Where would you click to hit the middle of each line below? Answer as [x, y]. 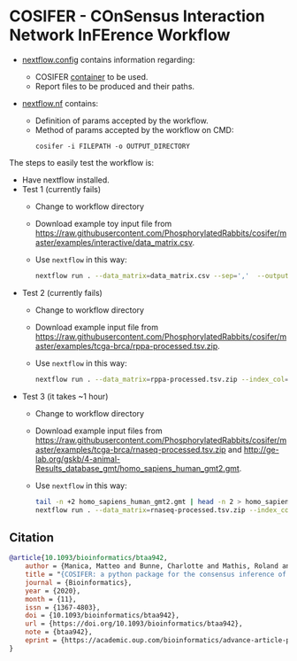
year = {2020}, [53, 591]
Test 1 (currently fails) [61, 189]
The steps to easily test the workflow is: [82, 162]
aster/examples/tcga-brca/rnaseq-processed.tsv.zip [131, 449]
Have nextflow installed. [66, 180]
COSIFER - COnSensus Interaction [137, 16]
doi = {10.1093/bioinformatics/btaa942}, [102, 616]
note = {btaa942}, [59, 632]
